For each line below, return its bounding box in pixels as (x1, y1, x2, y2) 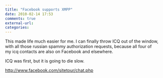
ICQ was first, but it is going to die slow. (5, 58, 85, 64)
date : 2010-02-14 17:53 (5, 12, 54, 16)
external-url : (5, 20, 34, 26)
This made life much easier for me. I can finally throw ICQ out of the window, (5, 38, 159, 44)
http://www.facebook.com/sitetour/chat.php (5, 67, 93, 73)
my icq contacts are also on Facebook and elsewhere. (5, 49, 113, 55)
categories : (5, 25, 29, 30)
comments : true (5, 16, 36, 21)
